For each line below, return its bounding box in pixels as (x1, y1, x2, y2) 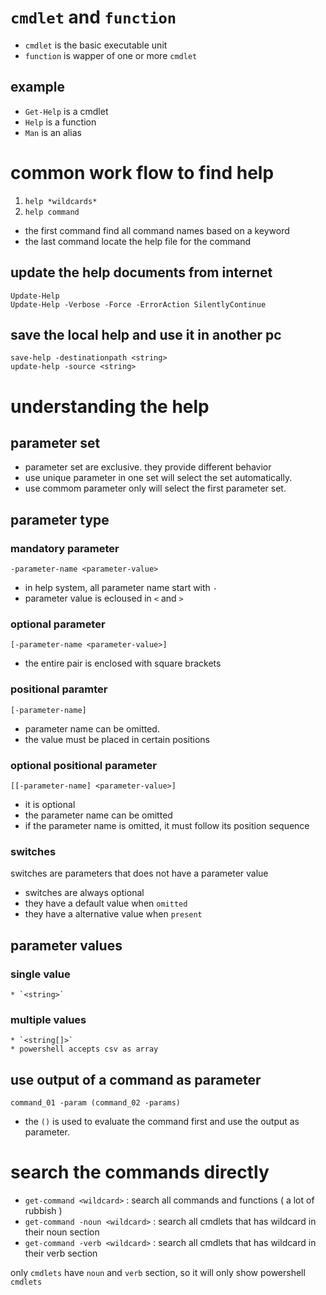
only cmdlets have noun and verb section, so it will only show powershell (10, 1266, 306, 1278)
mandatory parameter (10, 541, 120, 555)
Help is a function (24, 116, 97, 128)
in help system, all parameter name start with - (24, 582, 218, 593)
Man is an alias (24, 126, 82, 138)
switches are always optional (24, 887, 145, 899)
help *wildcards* (24, 196, 98, 206)
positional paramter (10, 682, 108, 696)
